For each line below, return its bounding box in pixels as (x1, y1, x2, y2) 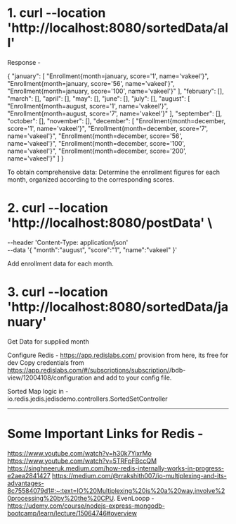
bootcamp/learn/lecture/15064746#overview (7, 509, 137, 517)
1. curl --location (7, 5, 106, 21)
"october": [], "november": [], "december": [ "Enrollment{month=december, (7, 116, 226, 125)
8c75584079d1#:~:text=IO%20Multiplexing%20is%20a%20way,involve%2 (7, 486, 225, 494)
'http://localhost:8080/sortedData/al (7, 20, 229, 36)
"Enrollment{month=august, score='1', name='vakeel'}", (7, 101, 169, 110)
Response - (7, 58, 41, 66)
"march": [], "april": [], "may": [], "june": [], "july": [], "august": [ (7, 94, 190, 103)
